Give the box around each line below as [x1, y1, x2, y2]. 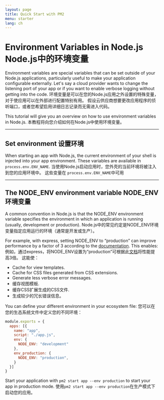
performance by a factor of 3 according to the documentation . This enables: [5, 242, 158, 249]
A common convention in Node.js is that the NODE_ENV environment [5, 211, 143, 217]
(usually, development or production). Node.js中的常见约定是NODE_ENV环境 [5, 221, 159, 227]
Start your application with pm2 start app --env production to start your [5, 378, 150, 383]
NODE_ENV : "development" [18, 342, 69, 347]
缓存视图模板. [12, 280, 40, 286]
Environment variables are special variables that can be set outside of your [5, 70, 155, 76]
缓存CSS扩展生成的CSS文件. [12, 286, 70, 293]
